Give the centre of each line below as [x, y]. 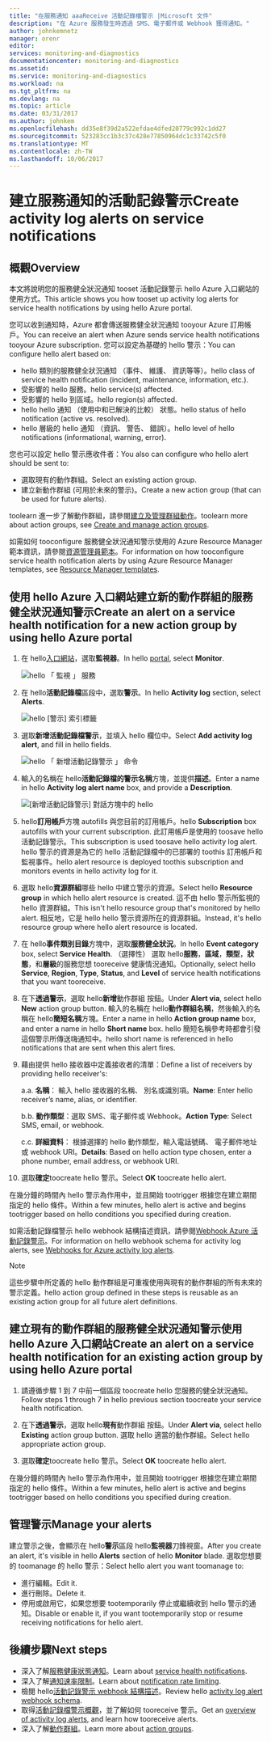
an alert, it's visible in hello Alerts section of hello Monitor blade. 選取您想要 [135, 1555]
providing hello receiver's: [64, 1074]
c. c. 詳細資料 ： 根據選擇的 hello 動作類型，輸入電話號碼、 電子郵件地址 [139, 1142]
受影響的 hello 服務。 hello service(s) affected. [97, 390]
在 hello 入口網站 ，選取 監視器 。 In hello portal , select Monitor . [123, 658]
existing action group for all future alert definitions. [94, 1302]
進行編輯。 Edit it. [49, 1583]
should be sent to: [39, 463]
